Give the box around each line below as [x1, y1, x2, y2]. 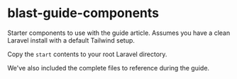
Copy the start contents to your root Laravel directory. [7, 50, 167, 58]
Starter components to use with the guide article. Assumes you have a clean [7, 28, 231, 37]
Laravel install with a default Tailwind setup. [7, 36, 135, 44]
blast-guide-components [7, 5, 160, 21]
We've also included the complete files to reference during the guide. [7, 63, 210, 72]
